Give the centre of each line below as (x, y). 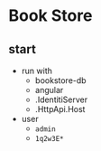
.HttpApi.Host (60, 109)
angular (49, 90)
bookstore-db (60, 80)
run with (37, 71)
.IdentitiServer (61, 99)
